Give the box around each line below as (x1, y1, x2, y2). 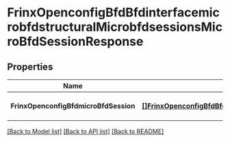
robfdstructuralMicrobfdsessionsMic (7, 19, 223, 35)
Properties (7, 61, 53, 72)
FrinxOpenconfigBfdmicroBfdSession (10, 101, 136, 111)
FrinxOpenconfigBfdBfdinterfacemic (7, 5, 220, 20)
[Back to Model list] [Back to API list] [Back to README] (7, 128, 164, 135)
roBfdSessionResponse (7, 34, 144, 49)
